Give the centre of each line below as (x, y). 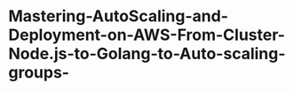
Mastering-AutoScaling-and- (118, 16)
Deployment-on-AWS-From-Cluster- (147, 35)
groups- (39, 73)
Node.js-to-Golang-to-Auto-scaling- (147, 54)
